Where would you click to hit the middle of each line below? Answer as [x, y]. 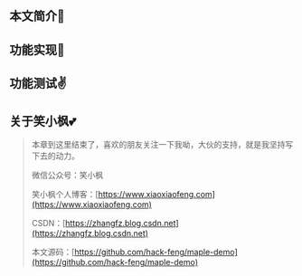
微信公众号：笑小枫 [67, 175]
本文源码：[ [53, 252]
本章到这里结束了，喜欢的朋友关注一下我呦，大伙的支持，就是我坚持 [158, 144]
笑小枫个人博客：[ [65, 194]
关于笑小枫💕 [43, 121]
